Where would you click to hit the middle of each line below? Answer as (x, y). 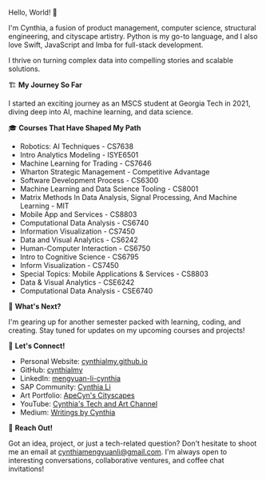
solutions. (24, 69)
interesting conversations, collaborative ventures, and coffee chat (117, 460)
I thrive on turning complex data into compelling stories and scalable (121, 60)
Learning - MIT (44, 206)
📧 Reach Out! (31, 428)
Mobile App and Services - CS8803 (78, 214)
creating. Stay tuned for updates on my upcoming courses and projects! (127, 330)
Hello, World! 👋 (33, 12)
